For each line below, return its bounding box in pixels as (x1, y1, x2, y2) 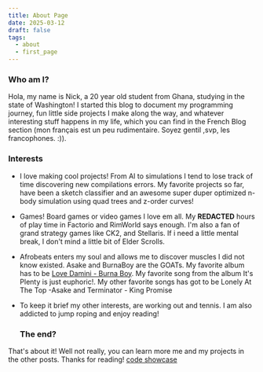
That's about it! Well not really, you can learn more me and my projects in (8, 346, 245, 355)
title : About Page (8, 11, 68, 20)
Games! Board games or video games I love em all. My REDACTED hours (19, 212, 255, 221)
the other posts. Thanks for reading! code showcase (8, 355, 178, 364)
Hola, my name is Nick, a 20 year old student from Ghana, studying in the (8, 92, 245, 101)
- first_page (15, 48, 58, 56)
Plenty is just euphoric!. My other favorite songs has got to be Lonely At (19, 277, 252, 286)
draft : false (8, 26, 51, 34)
